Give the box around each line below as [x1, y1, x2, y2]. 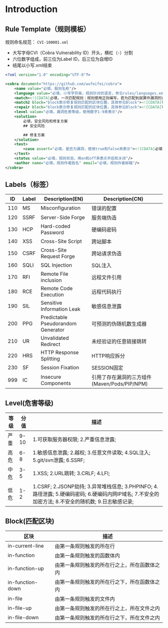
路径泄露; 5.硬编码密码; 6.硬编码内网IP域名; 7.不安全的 [32, 491, 159, 498]
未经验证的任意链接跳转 [91, 338, 147, 345]
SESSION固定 [91, 364, 123, 371]
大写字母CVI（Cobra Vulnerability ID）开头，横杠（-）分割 [12, 50, 133, 56]
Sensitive [40, 299, 62, 306]
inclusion [40, 277, 62, 284]
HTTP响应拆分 [91, 353, 125, 360]
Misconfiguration [40, 204, 81, 212]
